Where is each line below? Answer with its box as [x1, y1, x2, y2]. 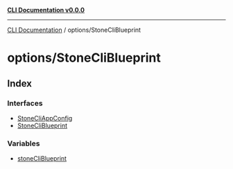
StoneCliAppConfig [17, 114, 73, 122]
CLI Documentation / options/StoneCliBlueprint [7, 26, 141, 34]
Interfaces [7, 98, 43, 108]
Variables [7, 139, 40, 148]
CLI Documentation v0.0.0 [7, 6, 85, 14]
